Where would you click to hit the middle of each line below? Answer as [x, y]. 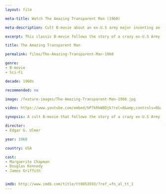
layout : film [19, 10]
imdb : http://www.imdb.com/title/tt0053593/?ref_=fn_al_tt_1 [69, 184]
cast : [11, 157]
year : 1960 [16, 139]
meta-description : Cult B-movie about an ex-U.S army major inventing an [83, 28]
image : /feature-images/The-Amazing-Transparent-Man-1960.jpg [70, 99]
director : [15, 126]
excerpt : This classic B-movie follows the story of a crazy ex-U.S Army [83, 37]
